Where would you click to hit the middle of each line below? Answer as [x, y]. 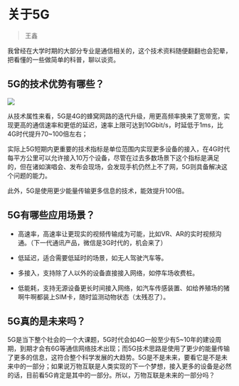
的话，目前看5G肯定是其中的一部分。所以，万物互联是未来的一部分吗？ [111, 375]
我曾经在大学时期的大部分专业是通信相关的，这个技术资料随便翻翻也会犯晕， [119, 50]
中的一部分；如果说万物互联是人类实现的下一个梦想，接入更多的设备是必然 [122, 366]
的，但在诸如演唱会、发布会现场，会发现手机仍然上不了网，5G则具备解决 [115, 166]
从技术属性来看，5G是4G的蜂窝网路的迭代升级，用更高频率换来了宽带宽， [116, 116]
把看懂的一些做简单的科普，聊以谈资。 [63, 59]
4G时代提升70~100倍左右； [48, 134]
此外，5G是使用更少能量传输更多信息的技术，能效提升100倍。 [98, 191]
